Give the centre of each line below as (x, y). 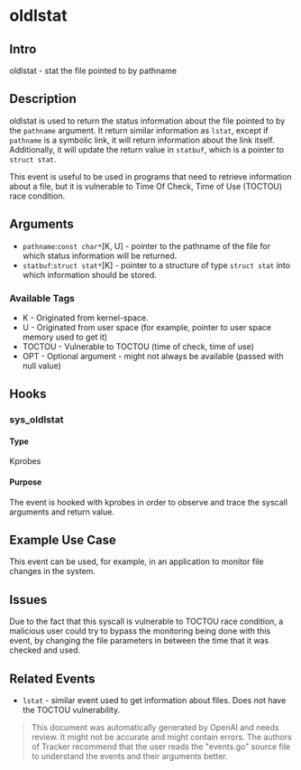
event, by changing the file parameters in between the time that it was (139, 641)
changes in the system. (53, 571)
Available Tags (42, 298)
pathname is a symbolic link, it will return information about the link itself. (142, 140)
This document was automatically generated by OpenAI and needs (155, 728)
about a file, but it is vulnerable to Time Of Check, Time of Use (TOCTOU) (146, 186)
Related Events (52, 678)
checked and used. (45, 650)
